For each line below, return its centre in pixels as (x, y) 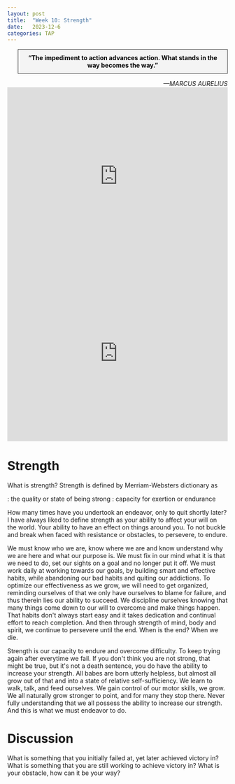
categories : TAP (31, 33)
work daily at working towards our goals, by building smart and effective (111, 571)
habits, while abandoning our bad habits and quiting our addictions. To (109, 578)
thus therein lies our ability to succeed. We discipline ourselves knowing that (117, 600)
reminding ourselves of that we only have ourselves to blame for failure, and (117, 593)
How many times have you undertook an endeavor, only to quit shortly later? (117, 513)
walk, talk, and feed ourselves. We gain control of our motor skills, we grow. (116, 688)
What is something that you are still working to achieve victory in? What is (114, 766)
